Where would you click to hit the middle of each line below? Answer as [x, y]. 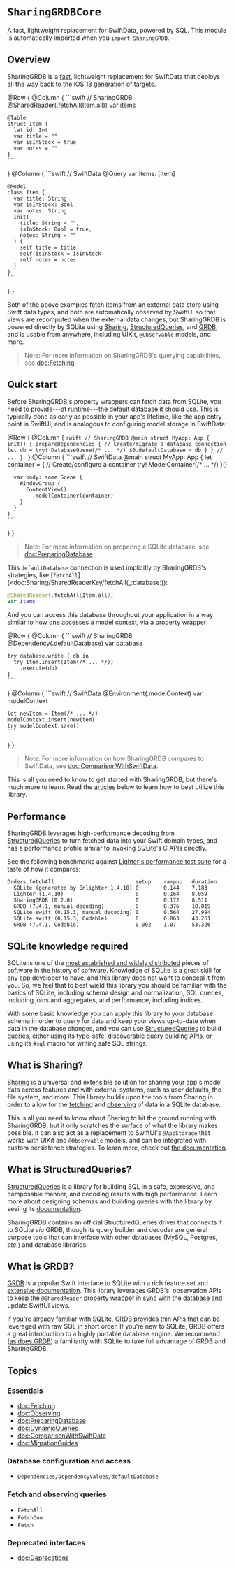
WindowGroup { [40, 483]
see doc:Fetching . [50, 363]
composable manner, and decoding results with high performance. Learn [112, 1194]
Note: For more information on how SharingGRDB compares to [114, 759]
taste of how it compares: [44, 869]
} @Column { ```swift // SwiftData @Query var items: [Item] [92, 173]
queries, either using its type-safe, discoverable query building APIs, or [110, 1036]
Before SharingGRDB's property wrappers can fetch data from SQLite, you [114, 401]
